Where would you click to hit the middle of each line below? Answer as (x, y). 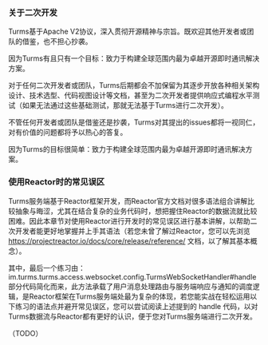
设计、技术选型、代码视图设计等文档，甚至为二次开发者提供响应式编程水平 (130, 95)
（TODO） (26, 333)
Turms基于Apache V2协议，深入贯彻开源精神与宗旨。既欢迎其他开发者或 (128, 32)
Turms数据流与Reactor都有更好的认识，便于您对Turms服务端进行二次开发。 (132, 316)
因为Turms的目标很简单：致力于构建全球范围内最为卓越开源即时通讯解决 (127, 149)
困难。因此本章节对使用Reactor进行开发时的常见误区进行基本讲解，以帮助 (130, 220)
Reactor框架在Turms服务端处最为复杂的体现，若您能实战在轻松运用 (140, 296)
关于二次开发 (33, 12)
